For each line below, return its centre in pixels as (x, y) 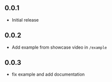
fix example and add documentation (48, 74)
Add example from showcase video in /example (59, 47)
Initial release (25, 20)
